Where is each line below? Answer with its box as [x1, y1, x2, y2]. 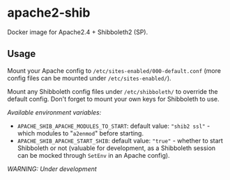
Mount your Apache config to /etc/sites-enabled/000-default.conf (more [7, 66, 222, 74]
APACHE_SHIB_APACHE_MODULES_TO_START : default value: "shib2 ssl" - [17, 122, 210, 130]
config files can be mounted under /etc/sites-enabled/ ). [7, 74, 172, 82]
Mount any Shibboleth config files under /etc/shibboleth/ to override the [7, 87, 218, 95]
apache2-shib [7, 5, 91, 21]
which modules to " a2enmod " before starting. [17, 129, 144, 137]
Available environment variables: [7, 108, 102, 116]
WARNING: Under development [7, 165, 98, 173]
